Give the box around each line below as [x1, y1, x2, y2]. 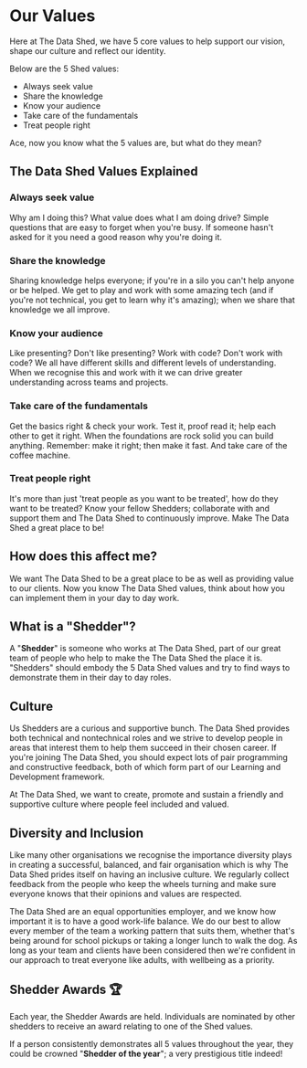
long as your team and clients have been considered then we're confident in [9, 945, 296, 956]
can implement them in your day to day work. [9, 592, 180, 603]
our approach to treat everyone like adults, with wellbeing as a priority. [9, 955, 275, 966]
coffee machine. [9, 449, 71, 460]
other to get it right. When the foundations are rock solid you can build [9, 430, 274, 441]
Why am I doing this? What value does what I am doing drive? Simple [9, 212, 270, 223]
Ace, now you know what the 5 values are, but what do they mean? [9, 137, 262, 148]
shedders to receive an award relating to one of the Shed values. [9, 1020, 253, 1031]
